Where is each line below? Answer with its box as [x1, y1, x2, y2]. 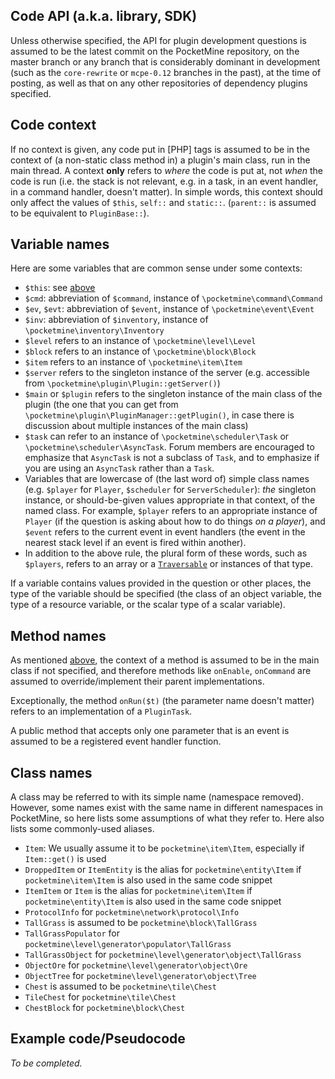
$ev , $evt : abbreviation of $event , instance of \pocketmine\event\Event [24, 303, 315, 315]
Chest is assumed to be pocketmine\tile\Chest [24, 980, 217, 993]
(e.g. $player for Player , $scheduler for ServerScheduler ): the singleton [24, 484, 317, 496]
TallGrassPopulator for [24, 927, 121, 939]
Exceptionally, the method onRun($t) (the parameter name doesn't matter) [10, 695, 315, 707]
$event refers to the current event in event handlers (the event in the [24, 526, 306, 538]
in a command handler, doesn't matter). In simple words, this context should [10, 185, 323, 198]
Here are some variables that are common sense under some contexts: [10, 262, 303, 274]
